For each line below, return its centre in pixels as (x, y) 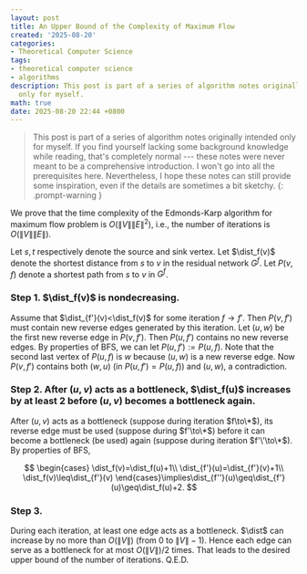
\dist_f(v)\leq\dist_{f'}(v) (68, 477)
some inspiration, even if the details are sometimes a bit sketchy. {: (158, 186)
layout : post (35, 18)
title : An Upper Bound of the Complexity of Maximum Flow (123, 26)
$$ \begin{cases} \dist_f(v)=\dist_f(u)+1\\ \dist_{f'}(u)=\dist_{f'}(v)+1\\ (154, 467)
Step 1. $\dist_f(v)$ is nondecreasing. (95, 297)
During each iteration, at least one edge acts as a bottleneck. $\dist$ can (147, 531)
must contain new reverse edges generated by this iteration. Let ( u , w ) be (148, 327)
